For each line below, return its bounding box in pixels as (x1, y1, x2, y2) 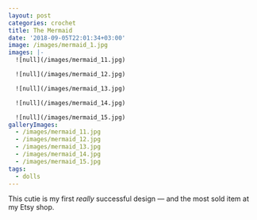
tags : (8, 164, 26, 173)
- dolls (15, 172, 41, 180)
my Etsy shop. (8, 203, 55, 212)
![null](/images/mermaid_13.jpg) (15, 84, 126, 92)
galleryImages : (8, 121, 59, 129)
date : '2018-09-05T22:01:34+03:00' (8, 33, 126, 42)
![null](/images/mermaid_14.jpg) (15, 98, 126, 107)
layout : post (8, 11, 52, 20)
